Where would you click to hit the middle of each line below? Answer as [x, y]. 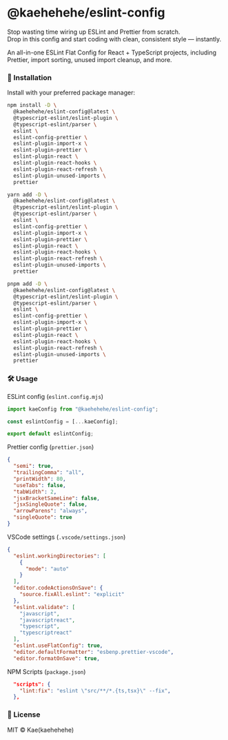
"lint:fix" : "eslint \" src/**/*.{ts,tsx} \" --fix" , [95, 690]
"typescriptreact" [46, 633]
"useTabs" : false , [40, 485]
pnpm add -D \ [28, 284]
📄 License [24, 715]
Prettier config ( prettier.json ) [51, 447]
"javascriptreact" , [48, 620]
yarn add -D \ [28, 194]
